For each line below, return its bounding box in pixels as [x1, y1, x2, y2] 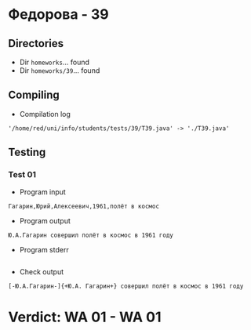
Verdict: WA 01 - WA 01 [8, 308, 162, 326]
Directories [8, 37, 64, 50]
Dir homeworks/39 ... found [19, 66, 100, 75]
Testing [8, 146, 46, 159]
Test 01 [8, 169, 37, 180]
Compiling [8, 89, 60, 102]
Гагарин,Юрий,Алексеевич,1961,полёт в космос [8, 202, 159, 210]
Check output [19, 267, 64, 276]
